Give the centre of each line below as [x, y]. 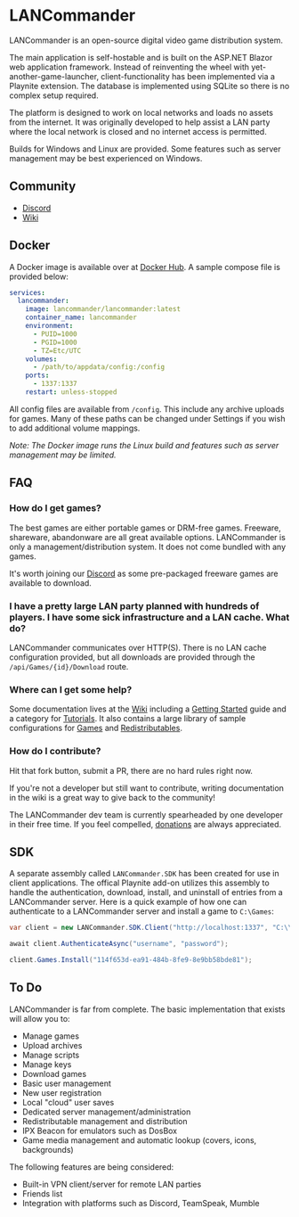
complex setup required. [54, 95]
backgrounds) [48, 1149]
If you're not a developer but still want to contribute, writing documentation [147, 788]
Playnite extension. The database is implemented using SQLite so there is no [149, 86]
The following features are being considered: [92, 1167]
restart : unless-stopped [71, 392]
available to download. [50, 583]
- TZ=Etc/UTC [57, 350]
